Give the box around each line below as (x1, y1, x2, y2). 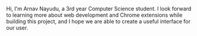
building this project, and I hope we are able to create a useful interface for (6, 18, 191, 25)
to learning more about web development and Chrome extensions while (6, 11, 183, 19)
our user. (6, 24, 29, 31)
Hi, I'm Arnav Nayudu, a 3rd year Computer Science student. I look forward (6, 5, 192, 12)
